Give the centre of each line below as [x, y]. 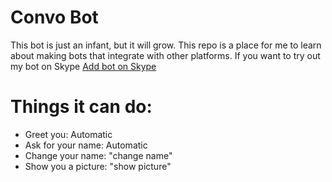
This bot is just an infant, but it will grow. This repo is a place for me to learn [166, 45]
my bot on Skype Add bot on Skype [83, 66]
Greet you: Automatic [68, 134]
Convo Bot [54, 17]
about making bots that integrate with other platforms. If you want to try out [165, 55]
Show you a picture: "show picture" [98, 166]
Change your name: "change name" [98, 155]
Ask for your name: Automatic [86, 145]
